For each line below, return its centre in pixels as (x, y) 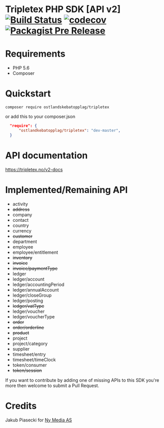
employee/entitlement (35, 252)
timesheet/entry (29, 354)
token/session (27, 370)
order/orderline (28, 327)
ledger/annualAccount (36, 290)
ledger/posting (28, 300)
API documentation (47, 155)
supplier (21, 349)
